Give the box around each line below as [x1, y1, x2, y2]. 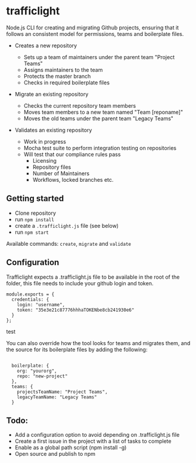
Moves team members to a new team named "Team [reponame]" [23, 108, 183, 115]
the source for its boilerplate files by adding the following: [6, 346, 148, 353]
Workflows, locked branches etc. [32, 176, 114, 183]
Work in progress [23, 138, 67, 145]
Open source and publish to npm [14, 450, 95, 458]
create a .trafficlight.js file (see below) [14, 222, 119, 229]
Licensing [32, 157, 57, 164]
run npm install [14, 215, 55, 223]
